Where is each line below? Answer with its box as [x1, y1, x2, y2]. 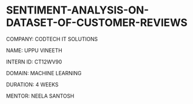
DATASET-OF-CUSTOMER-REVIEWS [6, 16, 188, 29]
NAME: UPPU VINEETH [6, 46, 63, 53]
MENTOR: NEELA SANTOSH [6, 92, 75, 99]
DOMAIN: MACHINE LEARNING [6, 69, 82, 76]
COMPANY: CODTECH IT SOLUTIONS [6, 35, 98, 42]
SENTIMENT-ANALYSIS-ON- [6, 4, 149, 17]
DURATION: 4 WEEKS [6, 80, 59, 88]
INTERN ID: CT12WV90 [6, 58, 62, 65]
